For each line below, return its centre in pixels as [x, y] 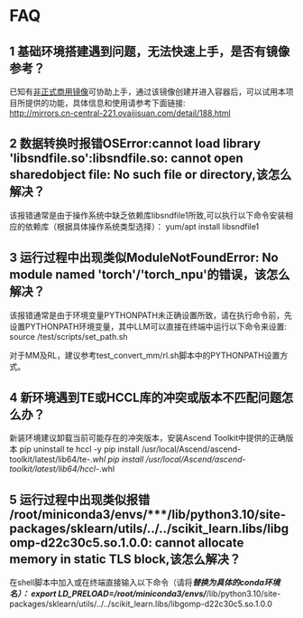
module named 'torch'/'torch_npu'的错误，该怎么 [150, 275]
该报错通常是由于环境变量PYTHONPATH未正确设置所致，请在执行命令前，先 [151, 315]
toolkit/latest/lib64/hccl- [55, 469]
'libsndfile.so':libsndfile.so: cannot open [126, 159]
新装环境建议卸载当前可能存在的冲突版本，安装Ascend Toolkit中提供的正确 [147, 438]
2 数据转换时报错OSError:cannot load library [135, 144]
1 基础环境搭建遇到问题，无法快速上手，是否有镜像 [150, 51]
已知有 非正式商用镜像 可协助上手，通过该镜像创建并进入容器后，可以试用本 [147, 92]
